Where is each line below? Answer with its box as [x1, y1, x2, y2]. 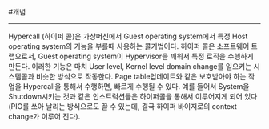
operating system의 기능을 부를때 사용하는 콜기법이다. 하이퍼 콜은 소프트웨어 [8, 42, 250, 50]
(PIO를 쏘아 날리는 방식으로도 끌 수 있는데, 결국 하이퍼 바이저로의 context [8, 102, 238, 111]
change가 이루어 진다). [8, 111, 81, 121]
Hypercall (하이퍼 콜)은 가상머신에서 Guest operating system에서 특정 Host [8, 31, 248, 41]
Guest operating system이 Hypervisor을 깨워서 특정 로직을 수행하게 [38, 51, 254, 61]
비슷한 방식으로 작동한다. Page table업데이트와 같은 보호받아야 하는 [35, 71, 247, 81]
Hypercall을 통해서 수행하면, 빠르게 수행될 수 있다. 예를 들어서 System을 [22, 82, 250, 91]
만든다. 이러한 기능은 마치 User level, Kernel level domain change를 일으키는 [8, 62, 252, 71]
